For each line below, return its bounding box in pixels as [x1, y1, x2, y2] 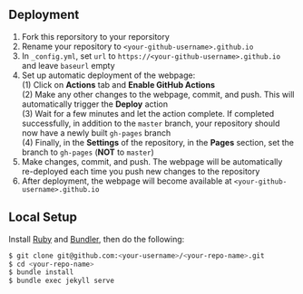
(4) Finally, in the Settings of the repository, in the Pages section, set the [21, 137, 294, 147]
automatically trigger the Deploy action [21, 99, 169, 109]
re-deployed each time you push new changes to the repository [21, 166, 260, 176]
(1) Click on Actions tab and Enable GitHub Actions [21, 79, 215, 90]
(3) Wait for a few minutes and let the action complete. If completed [21, 108, 275, 119]
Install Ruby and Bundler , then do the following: [8, 233, 185, 244]
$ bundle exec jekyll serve [8, 276, 115, 286]
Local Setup [8, 210, 78, 225]
